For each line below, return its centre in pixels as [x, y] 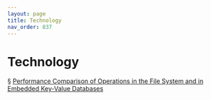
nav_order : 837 [30, 27]
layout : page [27, 14]
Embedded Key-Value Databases [55, 89]
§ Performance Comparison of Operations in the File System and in [105, 81]
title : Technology [34, 20]
